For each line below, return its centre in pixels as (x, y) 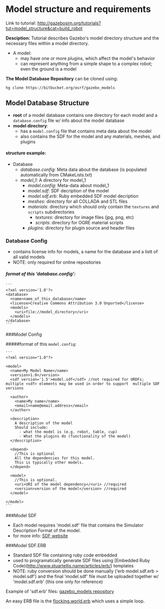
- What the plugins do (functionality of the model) (75, 436)
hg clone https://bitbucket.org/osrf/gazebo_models (60, 88)
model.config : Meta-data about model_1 (68, 185)
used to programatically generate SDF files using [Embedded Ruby (81, 561)
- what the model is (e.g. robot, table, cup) (68, 432)
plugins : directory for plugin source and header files (81, 228)
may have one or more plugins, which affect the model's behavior (88, 58)
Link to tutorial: (21, 23)
